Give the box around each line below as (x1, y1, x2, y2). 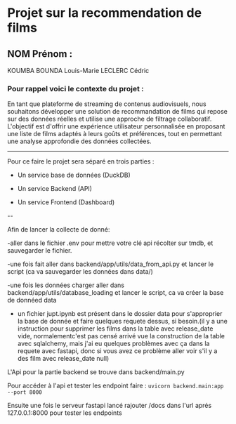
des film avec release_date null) (17, 355, 110, 363)
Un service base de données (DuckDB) (17, 171, 131, 180)
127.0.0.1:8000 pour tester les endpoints (7, 409, 122, 417)
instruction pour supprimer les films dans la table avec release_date (17, 324, 214, 333)
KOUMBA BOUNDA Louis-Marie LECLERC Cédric (7, 67, 150, 74)
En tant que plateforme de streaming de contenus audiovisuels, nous (7, 100, 206, 108)
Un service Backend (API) (17, 185, 93, 193)
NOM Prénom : (7, 48, 72, 60)
